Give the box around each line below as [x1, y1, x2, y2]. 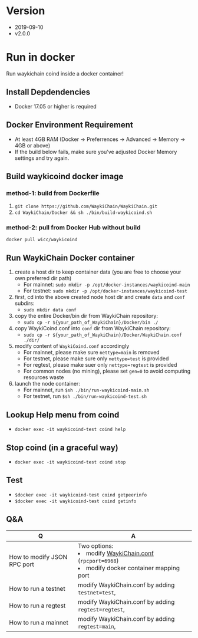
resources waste [23, 374, 64, 381]
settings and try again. [14, 154, 70, 162]
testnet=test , [77, 588, 116, 596]
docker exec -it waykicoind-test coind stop [14, 459, 126, 465]
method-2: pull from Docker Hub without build [6, 223, 141, 232]
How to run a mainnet [9, 618, 69, 626]
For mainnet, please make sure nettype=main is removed [23, 349, 160, 356]
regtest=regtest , [77, 605, 125, 613]
